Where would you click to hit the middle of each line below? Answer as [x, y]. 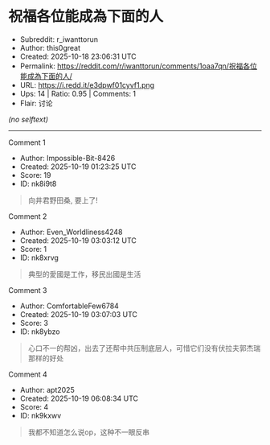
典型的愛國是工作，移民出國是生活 [84, 274]
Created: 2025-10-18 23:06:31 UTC [78, 56]
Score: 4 [34, 406]
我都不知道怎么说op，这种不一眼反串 [89, 432]
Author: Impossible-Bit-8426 [67, 158]
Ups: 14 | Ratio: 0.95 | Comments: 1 [78, 93]
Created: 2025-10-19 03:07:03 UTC [79, 314]
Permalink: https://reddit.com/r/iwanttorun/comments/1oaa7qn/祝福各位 [139, 66]
